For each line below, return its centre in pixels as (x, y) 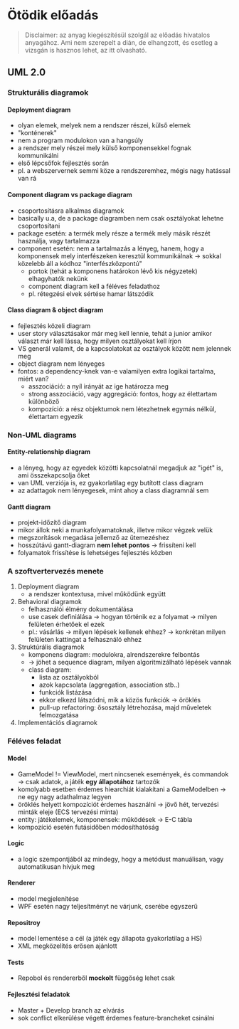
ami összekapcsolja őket (54, 475)
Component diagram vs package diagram (70, 195)
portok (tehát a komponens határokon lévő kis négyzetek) (113, 271)
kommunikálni (38, 156)
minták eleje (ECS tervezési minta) (68, 812)
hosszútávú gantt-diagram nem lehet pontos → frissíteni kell (107, 545)
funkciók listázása (65, 692)
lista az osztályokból (69, 677)
